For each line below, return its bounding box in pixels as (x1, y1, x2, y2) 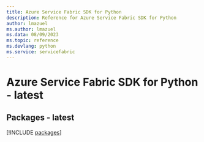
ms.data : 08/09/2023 (6, 32, 59, 38)
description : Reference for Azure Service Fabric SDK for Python (6, 15, 176, 21)
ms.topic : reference (6, 37, 59, 43)
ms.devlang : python (6, 43, 56, 50)
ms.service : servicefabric (6, 49, 75, 55)
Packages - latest (6, 113, 75, 123)
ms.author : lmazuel (6, 26, 56, 32)
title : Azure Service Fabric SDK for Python (6, 9, 122, 15)
